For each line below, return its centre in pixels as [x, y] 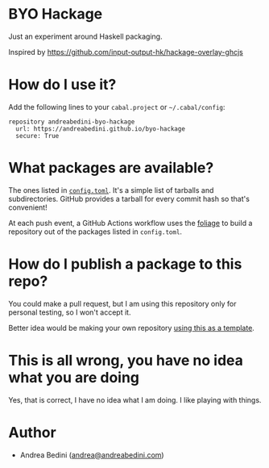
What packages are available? [111, 168]
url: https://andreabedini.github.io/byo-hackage [100, 129]
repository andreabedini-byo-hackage [72, 122]
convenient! [28, 207]
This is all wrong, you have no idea [126, 360]
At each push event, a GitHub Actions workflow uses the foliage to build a [130, 223]
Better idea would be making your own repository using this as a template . [132, 328]
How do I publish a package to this [125, 264]
